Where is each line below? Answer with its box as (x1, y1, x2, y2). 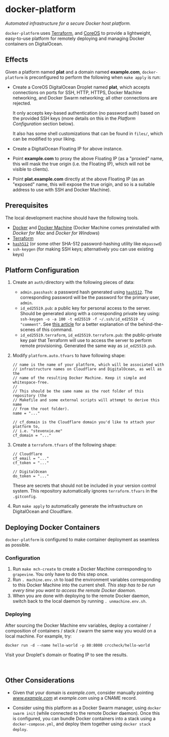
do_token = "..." (12, 474, 49, 479)
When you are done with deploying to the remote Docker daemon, (12, 593, 150, 599)
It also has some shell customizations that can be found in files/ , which (12, 130, 163, 136)
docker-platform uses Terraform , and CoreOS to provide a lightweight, (5, 30, 152, 36)
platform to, (12, 424, 40, 429)
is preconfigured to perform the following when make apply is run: (24, 74, 161, 80)
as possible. (5, 542, 30, 548)
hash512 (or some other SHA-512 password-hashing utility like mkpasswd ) (12, 240, 162, 247)
